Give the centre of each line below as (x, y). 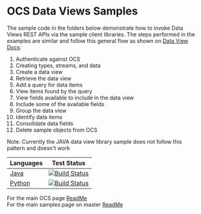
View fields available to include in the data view (75, 98)
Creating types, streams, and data (58, 65)
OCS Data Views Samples (72, 11)
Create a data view (39, 72)
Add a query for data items (49, 85)
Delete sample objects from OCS (56, 130)
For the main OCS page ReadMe (47, 198)
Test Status (69, 163)
